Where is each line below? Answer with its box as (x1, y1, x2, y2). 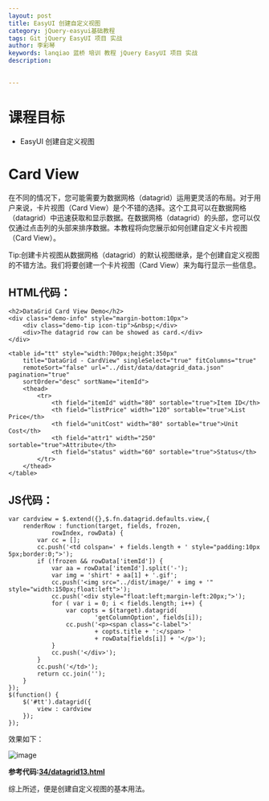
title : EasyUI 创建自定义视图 (8, 19, 101, 27)
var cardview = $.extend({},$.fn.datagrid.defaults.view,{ (8, 516, 210, 524)
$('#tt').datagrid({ (22, 698, 92, 706)
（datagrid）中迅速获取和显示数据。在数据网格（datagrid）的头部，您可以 (8, 212, 254, 222)
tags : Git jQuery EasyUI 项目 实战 (8, 34, 123, 43)
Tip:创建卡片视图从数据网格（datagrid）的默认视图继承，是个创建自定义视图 (8, 250, 259, 260)
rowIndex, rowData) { (51, 529, 124, 537)
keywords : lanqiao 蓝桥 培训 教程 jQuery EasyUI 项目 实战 (8, 49, 198, 57)
